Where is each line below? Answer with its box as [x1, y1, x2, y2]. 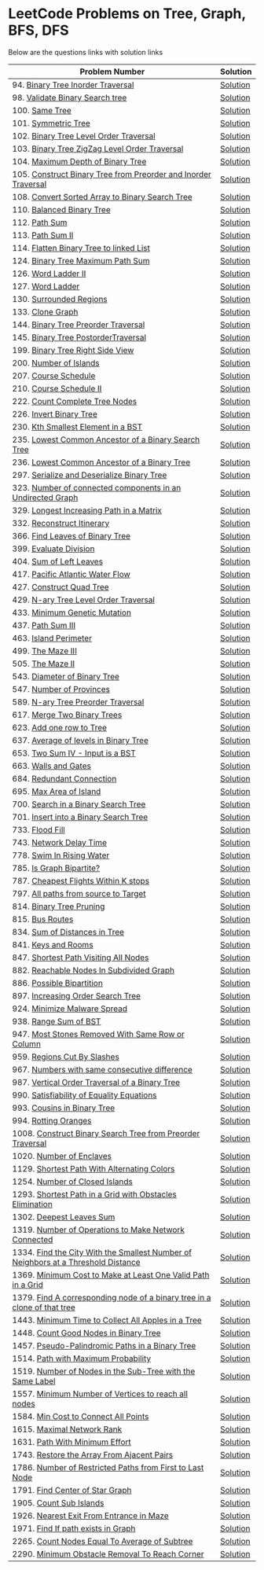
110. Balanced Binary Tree [12, 204, 112, 215]
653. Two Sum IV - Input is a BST [12, 748, 136, 759]
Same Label [12, 1375, 56, 1386]
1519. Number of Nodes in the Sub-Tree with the [12, 1366, 196, 1377]
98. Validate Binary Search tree [12, 92, 127, 103]
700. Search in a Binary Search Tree [12, 799, 146, 810]
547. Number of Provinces [12, 683, 110, 694]
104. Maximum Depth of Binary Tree [12, 156, 147, 167]
